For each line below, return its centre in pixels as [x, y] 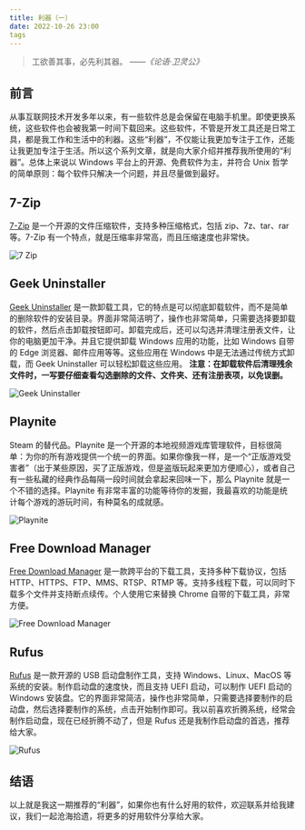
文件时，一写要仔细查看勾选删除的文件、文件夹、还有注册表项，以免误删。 [148, 375]
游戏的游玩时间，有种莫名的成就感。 [101, 502]
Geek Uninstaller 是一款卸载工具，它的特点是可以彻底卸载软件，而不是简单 [149, 306]
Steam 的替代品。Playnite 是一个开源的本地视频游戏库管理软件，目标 [138, 445]
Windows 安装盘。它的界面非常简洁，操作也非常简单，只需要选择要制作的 [147, 698]
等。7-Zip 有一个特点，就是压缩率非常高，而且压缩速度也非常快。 [132, 237]
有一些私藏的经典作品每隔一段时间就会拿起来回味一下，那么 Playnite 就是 [146, 479]
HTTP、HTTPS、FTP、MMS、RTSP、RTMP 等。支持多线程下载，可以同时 [148, 583]
